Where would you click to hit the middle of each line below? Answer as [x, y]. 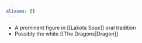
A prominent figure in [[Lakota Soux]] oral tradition [75, 28]
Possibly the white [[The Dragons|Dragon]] [66, 34]
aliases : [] [20, 11]
